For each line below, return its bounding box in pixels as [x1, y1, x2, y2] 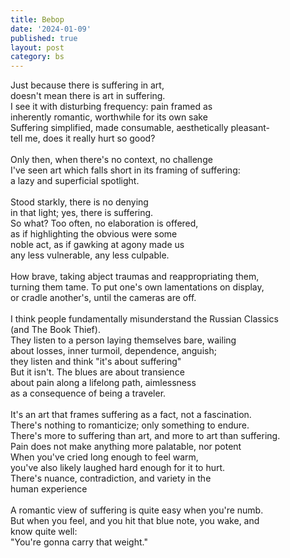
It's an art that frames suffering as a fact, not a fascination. [10, 409, 252, 421]
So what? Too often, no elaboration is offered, [10, 217, 199, 230]
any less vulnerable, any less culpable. [10, 249, 170, 261]
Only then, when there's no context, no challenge [10, 154, 213, 166]
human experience [10, 483, 88, 495]
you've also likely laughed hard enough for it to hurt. [10, 462, 226, 474]
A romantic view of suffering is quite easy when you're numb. [10, 504, 264, 516]
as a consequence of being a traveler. [10, 387, 167, 400]
